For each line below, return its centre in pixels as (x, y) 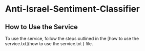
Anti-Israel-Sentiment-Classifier (72, 9)
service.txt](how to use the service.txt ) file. (49, 44)
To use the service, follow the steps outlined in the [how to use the (72, 38)
